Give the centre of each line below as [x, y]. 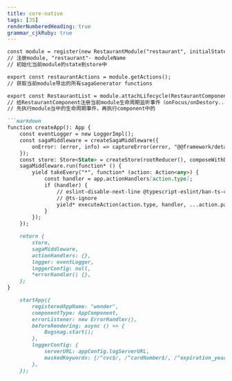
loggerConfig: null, [61, 268]
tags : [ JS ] [23, 20]
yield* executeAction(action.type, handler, [122, 204]
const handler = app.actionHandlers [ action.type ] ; [118, 179]
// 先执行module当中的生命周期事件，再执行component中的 [81, 109]
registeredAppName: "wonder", [75, 306]
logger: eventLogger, [63, 262]
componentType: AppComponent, [75, 313]
